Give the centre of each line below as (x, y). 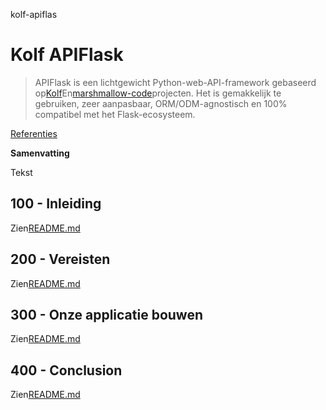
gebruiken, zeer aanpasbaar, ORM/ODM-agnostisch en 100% (161, 103)
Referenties (34, 133)
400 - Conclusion (66, 370)
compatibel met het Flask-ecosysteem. (115, 114)
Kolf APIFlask (67, 55)
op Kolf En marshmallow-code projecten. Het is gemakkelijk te (158, 93)
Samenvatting (40, 153)
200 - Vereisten (60, 259)
